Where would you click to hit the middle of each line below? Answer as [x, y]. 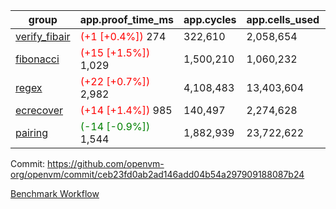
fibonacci [37, 59]
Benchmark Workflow [55, 193]
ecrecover [39, 110]
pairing [32, 132]
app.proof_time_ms [127, 19]
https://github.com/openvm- [106, 163]
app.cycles [210, 19]
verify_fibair [43, 36]
